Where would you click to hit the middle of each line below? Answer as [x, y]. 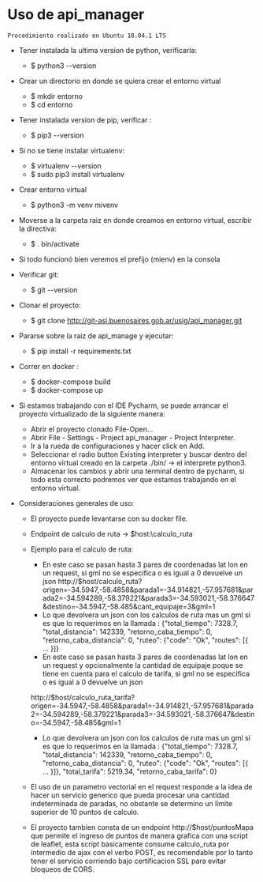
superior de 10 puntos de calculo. [85, 812]
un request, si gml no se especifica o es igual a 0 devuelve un [143, 573]
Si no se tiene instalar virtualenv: [72, 150]
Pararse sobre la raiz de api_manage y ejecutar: [96, 335]
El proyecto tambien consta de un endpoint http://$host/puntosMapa [142, 827]
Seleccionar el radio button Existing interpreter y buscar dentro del [139, 454]
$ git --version [54, 289]
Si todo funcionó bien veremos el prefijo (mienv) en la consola [119, 259]
